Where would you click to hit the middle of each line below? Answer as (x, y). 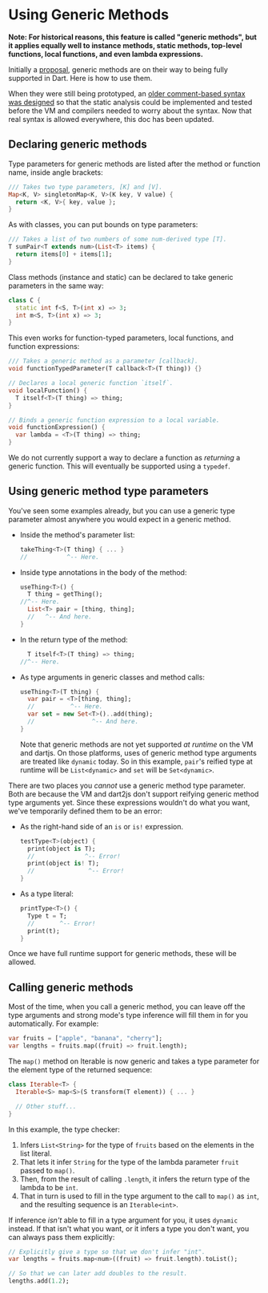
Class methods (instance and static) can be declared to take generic (121, 277)
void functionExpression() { (57, 428)
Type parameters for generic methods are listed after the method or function (134, 164)
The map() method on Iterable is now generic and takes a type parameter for (134, 1061)
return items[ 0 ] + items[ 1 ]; (64, 254)
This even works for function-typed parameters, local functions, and (121, 338)
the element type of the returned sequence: (80, 1070)
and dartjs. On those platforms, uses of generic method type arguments (138, 752)
